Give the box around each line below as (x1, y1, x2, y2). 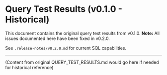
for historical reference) (5, 64, 54, 70)
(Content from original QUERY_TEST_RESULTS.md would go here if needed (5, 59, 159, 65)
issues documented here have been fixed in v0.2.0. (5, 36, 110, 41)
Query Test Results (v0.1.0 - (5, 3, 123, 15)
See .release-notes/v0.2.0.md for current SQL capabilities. (5, 45, 127, 51)
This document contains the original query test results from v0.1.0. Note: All (5, 30, 160, 36)
